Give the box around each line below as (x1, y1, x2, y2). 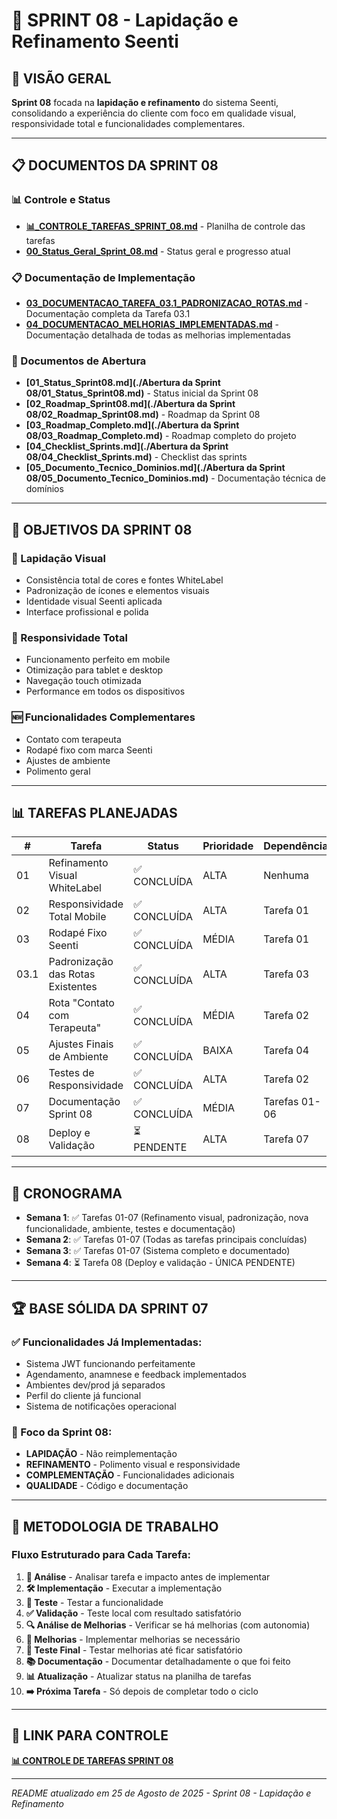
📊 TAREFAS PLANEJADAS (11, 804, 178, 821)
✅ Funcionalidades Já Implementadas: (11, 1335, 203, 1349)
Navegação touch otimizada (25, 675, 142, 687)
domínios (25, 483, 64, 495)
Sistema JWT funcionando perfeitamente (25, 1357, 196, 1369)
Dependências (263, 839, 334, 853)
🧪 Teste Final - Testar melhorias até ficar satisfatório (25, 1644, 243, 1656)
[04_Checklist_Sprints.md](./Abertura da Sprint (25, 440, 229, 453)
